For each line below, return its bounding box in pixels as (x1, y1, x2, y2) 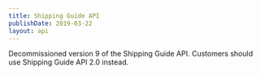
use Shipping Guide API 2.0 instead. (8, 57, 129, 67)
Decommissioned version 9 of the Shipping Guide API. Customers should (8, 49, 254, 59)
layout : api (8, 27, 49, 35)
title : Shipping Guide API (8, 11, 100, 20)
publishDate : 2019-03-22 (8, 19, 93, 27)
